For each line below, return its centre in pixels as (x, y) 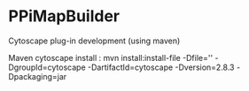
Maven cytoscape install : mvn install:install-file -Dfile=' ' (111, 57)
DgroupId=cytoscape (47, 67)
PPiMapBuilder (64, 16)
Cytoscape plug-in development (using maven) (94, 41)
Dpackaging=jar (38, 76)
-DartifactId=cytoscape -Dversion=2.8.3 (161, 67)
